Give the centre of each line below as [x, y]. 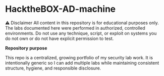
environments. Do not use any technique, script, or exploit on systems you [81, 33]
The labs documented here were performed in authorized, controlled [75, 28]
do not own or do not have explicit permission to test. [59, 38]
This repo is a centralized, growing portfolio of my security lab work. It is [79, 57]
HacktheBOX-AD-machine [60, 9]
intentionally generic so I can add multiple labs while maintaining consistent [82, 63]
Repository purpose [26, 48]
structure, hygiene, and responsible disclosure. [53, 68]
